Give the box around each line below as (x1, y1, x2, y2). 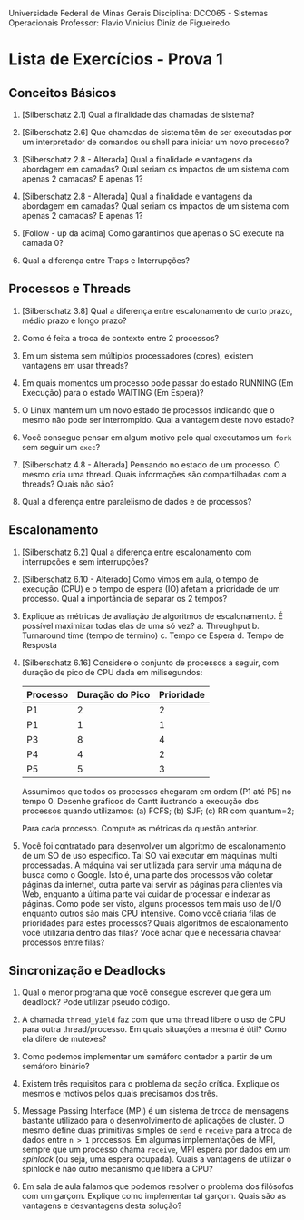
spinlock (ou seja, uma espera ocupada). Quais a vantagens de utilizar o (21, 1154, 292, 1165)
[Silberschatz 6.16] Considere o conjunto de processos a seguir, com (21, 657, 279, 668)
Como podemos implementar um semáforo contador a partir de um (21, 1051, 273, 1062)
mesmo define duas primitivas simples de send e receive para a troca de (21, 1125, 292, 1136)
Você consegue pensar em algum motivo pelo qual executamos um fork (21, 431, 292, 443)
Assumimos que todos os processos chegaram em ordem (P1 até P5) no (21, 785, 292, 797)
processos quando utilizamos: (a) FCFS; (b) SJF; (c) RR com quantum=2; (21, 805, 295, 816)
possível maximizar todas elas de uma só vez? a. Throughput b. (21, 620, 260, 631)
